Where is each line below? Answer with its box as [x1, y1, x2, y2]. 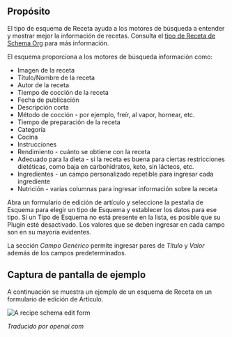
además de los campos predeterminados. [7, 248, 127, 257]
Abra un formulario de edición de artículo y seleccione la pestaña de [7, 198, 203, 207]
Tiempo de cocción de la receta [17, 88, 109, 96]
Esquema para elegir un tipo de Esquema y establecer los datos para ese [7, 205, 217, 214]
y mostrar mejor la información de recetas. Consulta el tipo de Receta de [7, 31, 216, 40]
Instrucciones [17, 140, 57, 149]
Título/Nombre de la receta [17, 73, 95, 82]
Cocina [17, 133, 38, 141]
